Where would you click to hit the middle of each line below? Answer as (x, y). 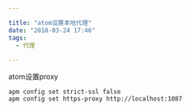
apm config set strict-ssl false (65, 92)
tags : (17, 38)
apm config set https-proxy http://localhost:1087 (95, 99)
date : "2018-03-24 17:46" (52, 30)
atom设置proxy (34, 76)
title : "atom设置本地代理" (50, 23)
